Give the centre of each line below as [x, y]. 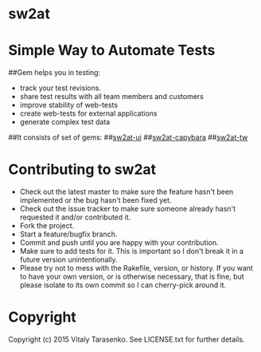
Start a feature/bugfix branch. [68, 234]
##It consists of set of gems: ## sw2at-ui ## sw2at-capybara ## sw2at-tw [128, 137]
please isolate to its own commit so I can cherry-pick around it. [123, 285]
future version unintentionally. [68, 259]
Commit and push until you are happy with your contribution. [119, 243]
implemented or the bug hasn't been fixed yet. [95, 200]
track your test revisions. [60, 88]
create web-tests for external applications [88, 113]
